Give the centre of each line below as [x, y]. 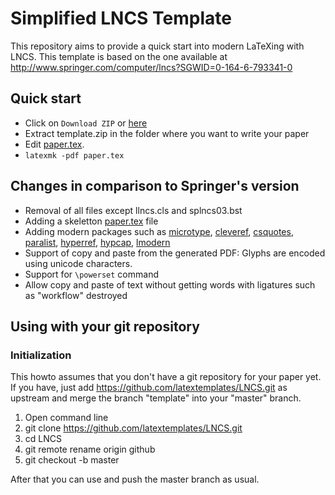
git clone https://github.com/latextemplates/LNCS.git [133, 428]
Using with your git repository [105, 326]
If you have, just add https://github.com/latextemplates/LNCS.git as [149, 388]
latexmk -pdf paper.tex [74, 155]
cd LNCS [43, 439]
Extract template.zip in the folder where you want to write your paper [167, 133]
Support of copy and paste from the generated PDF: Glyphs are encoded [175, 253]
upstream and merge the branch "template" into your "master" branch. [156, 398]
